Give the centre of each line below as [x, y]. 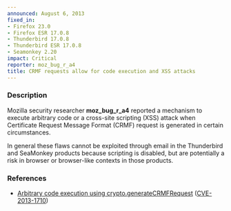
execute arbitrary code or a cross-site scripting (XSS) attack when [101, 117]
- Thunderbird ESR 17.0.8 [44, 46]
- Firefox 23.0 [29, 26]
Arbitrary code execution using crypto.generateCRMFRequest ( [107, 193]
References [27, 178]
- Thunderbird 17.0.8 [38, 39]
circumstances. [29, 132]
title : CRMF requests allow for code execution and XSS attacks [101, 71]
